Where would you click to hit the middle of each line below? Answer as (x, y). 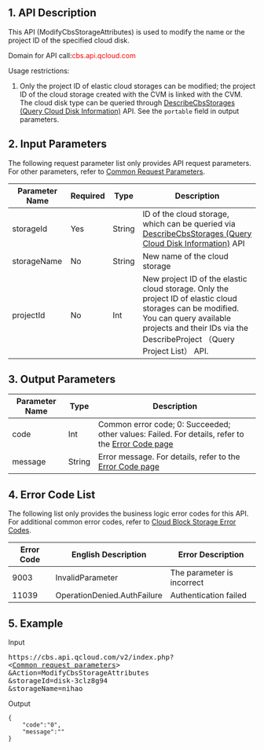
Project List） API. (176, 351)
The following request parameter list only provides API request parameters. (130, 163)
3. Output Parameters (62, 379)
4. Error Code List (52, 494)
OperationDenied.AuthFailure (109, 595)
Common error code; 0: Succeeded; (164, 425)
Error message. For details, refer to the (169, 457)
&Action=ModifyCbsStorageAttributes (79, 673)
